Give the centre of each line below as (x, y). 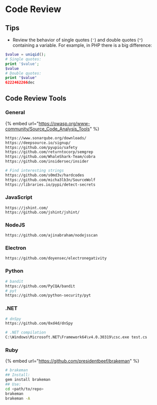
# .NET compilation (26, 333)
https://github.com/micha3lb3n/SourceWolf (50, 180)
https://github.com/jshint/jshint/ (43, 212)
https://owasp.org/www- (64, 123)
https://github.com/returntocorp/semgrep (49, 152)
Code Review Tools (36, 98)
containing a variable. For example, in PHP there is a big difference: (82, 45)
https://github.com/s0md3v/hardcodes (45, 175)
